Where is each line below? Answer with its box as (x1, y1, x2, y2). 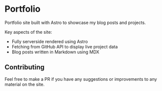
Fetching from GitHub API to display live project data (11, 44, 118, 49)
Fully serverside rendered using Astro (11, 38, 88, 45)
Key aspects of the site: (4, 29, 53, 35)
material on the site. (4, 81, 45, 87)
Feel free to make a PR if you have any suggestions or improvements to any (4, 76, 158, 82)
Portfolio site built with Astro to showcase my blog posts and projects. (4, 20, 146, 25)
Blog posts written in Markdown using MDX (11, 49, 100, 55)
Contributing (4, 63, 45, 71)
